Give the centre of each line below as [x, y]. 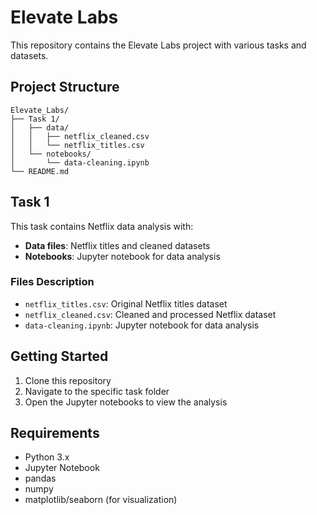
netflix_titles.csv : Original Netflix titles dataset [126, 303]
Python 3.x [47, 457]
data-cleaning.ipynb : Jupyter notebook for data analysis [142, 325]
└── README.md [40, 171]
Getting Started [59, 356]
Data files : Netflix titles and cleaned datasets [117, 245]
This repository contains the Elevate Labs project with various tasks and [158, 45]
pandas [40, 478]
